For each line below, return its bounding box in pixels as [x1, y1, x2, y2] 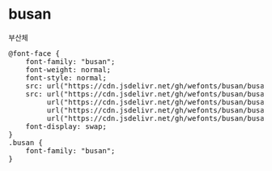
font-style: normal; [25, 73, 107, 82]
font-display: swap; [25, 122, 107, 130]
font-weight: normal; [25, 65, 112, 74]
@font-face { [8, 49, 61, 58]
